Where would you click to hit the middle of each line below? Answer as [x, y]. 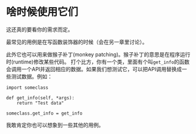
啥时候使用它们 [42, 12]
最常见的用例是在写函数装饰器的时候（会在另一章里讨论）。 [77, 42]
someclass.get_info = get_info [44, 113]
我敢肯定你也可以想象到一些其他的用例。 [55, 125]
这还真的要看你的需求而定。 [40, 29]
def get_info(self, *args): [40, 98]
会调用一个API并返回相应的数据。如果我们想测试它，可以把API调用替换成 [94, 69]
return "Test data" [40, 103]
